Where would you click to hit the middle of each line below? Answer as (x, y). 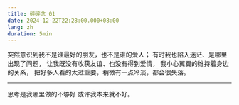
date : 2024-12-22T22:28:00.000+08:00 (63, 21)
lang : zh (20, 27)
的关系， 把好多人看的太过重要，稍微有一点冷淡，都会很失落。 (99, 72)
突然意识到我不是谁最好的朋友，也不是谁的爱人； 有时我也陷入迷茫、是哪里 (117, 55)
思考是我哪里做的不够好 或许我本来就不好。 (70, 94)
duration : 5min (30, 34)
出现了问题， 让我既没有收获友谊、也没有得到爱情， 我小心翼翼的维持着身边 (118, 64)
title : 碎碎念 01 (31, 14)
